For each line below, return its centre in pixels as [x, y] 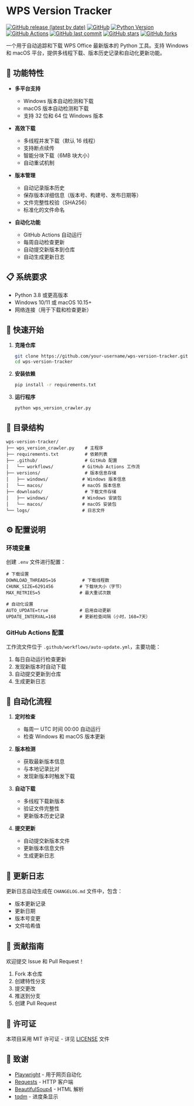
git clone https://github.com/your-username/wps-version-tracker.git [101, 356]
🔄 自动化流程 [29, 702]
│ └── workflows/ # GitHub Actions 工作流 [73, 467]
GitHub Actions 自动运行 [52, 235]
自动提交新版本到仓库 [49, 249]
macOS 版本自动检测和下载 [56, 108]
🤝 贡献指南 [25, 946]
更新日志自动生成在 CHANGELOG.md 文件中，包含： [64, 891]
